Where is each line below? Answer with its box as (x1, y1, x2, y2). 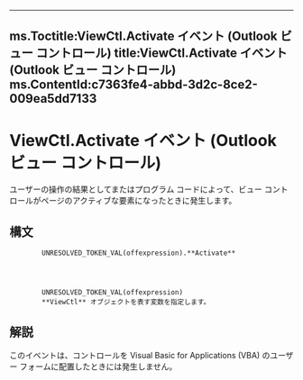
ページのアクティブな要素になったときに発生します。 (40, 195, 237, 206)
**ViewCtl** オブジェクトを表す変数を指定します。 (41, 298, 211, 307)
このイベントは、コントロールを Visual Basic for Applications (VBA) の (9, 349, 271, 360)
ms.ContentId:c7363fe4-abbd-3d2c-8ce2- (9, 77, 259, 93)
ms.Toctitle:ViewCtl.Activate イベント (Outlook (9, 29, 278, 44)
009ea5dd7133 (9, 91, 97, 106)
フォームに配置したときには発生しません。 (19, 361, 178, 372)
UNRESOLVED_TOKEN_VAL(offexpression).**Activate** (41, 249, 236, 258)
